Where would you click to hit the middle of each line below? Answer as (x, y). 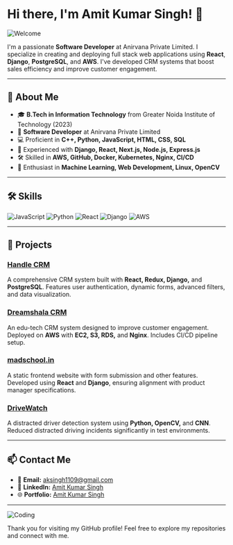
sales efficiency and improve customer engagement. (82, 69)
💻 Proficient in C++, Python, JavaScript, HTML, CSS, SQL (101, 139)
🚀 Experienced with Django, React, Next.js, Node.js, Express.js (109, 149)
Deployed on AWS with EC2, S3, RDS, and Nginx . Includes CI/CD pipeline (113, 335)
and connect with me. (38, 535)
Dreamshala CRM (37, 313)
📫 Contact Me (39, 459)
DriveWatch (27, 408)
